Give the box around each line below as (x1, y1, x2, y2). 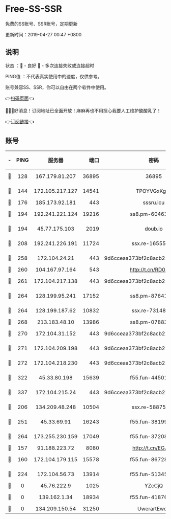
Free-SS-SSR (5, 3, 62, 15)
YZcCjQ (144, 482, 163, 489)
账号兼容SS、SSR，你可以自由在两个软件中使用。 (5, 84, 109, 90)
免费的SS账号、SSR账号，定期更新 (5, 20, 78, 27)
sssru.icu (142, 199, 165, 206)
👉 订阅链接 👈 (5, 118, 35, 124)
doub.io (145, 225, 163, 232)
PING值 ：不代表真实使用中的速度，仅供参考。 (5, 73, 102, 79)
